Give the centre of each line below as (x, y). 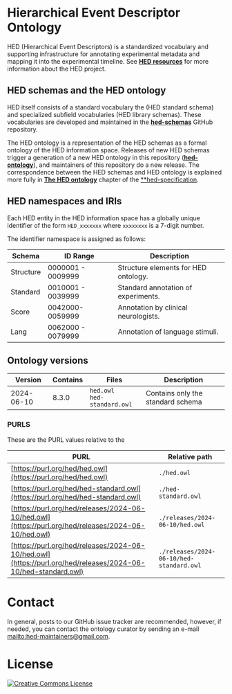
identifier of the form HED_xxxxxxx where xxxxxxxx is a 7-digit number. (106, 225)
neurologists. (139, 316)
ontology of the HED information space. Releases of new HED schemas (108, 150)
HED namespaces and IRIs (65, 201)
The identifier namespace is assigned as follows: (77, 239)
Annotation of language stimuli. (168, 332)
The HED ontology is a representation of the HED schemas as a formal (107, 143)
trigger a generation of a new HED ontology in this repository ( (96, 157)
